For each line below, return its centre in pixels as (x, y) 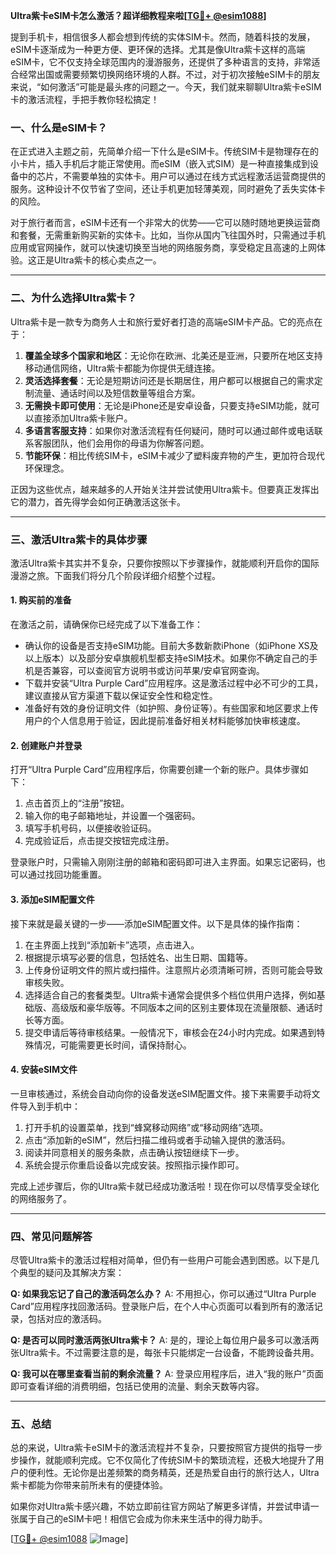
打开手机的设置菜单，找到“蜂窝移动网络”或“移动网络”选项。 (146, 1127)
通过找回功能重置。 (67, 875)
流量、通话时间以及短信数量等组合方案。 (117, 393)
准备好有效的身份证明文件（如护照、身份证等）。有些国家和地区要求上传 (171, 708)
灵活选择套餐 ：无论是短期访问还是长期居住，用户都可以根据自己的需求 (169, 380)
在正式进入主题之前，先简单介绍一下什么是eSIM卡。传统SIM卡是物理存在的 (164, 151)
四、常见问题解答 (51, 1236)
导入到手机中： (49, 1106)
